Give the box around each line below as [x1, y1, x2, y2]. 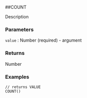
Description [5, 14, 29, 19]
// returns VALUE [5, 84, 41, 90]
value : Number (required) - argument [5, 37, 82, 44]
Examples [5, 73, 30, 80]
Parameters [5, 26, 34, 33]
